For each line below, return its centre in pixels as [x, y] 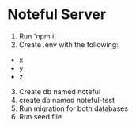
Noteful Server [57, 15]
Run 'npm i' [38, 36]
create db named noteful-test [67, 100]
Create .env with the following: [69, 44]
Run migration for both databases [73, 108]
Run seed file [40, 116]
